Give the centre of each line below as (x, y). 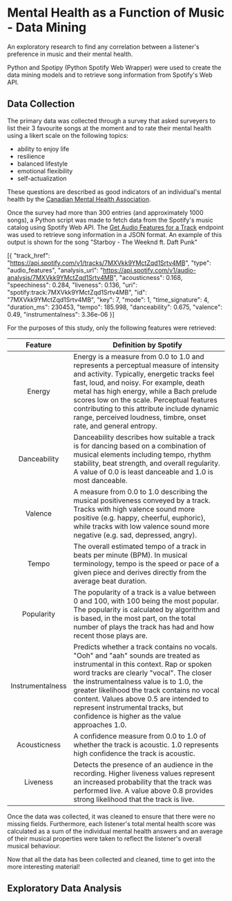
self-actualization (42, 178)
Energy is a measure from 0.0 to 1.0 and (139, 356)
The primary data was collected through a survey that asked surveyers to (112, 121)
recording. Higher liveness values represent (144, 773)
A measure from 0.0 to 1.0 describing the (141, 491)
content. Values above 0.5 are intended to (141, 699)
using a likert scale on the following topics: (68, 135)
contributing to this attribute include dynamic (146, 408)
